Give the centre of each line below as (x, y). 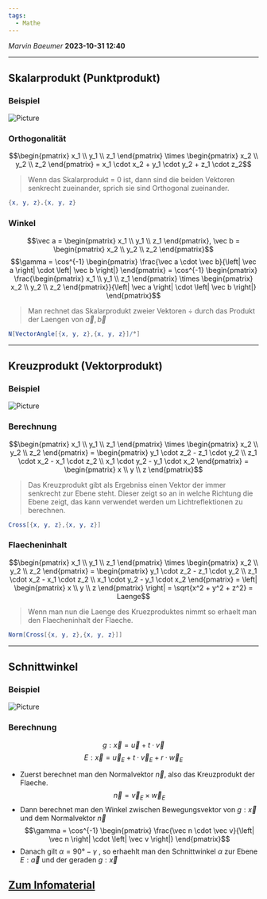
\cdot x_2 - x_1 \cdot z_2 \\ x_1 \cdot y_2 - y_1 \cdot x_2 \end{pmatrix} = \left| (133, 579)
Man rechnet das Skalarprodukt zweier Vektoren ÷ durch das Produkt (141, 310)
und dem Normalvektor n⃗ (63, 818)
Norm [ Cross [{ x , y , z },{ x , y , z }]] (66, 634)
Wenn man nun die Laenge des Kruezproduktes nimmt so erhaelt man (142, 611)
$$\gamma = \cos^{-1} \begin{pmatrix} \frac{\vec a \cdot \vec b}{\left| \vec (133, 261)
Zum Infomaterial (52, 885)
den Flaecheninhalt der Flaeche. (80, 620)
